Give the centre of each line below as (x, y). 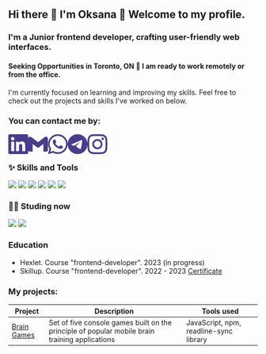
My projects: (33, 291)
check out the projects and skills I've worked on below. (98, 101)
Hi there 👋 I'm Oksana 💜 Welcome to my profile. (127, 15)
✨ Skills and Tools (44, 167)
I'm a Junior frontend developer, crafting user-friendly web (124, 37)
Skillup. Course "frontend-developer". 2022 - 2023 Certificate (121, 271)
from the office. (34, 74)
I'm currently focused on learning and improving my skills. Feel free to (122, 92)
